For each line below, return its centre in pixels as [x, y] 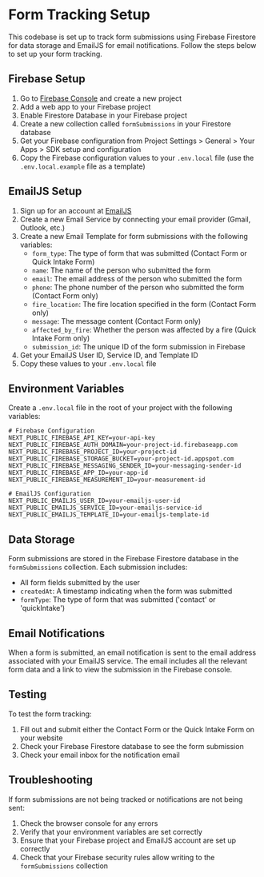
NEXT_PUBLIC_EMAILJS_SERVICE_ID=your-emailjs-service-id [105, 508]
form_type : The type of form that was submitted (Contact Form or [140, 253]
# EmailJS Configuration [50, 494]
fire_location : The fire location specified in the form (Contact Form [144, 304]
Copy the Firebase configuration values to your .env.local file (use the [137, 157]
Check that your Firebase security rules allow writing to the [117, 857]
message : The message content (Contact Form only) [116, 321]
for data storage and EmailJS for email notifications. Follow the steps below [132, 45]
